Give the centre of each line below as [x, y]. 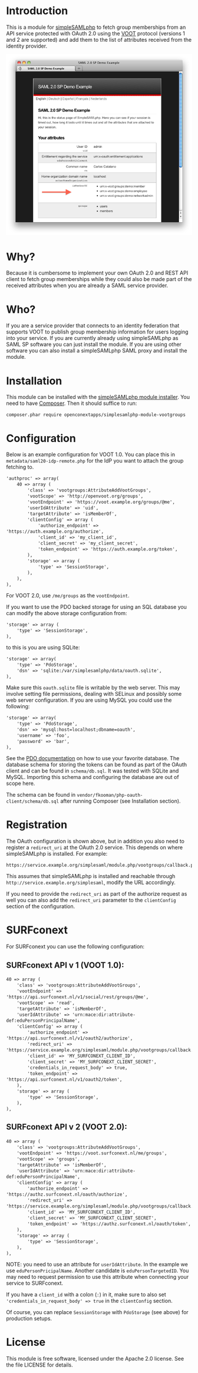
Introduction [37, 11]
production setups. [29, 1318]
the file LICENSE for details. [40, 1365]
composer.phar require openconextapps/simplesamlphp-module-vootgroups [96, 415]
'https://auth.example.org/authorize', [55, 532]
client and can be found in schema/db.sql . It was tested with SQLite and [93, 771]
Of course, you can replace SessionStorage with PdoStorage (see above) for [97, 1312]
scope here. [21, 783]
